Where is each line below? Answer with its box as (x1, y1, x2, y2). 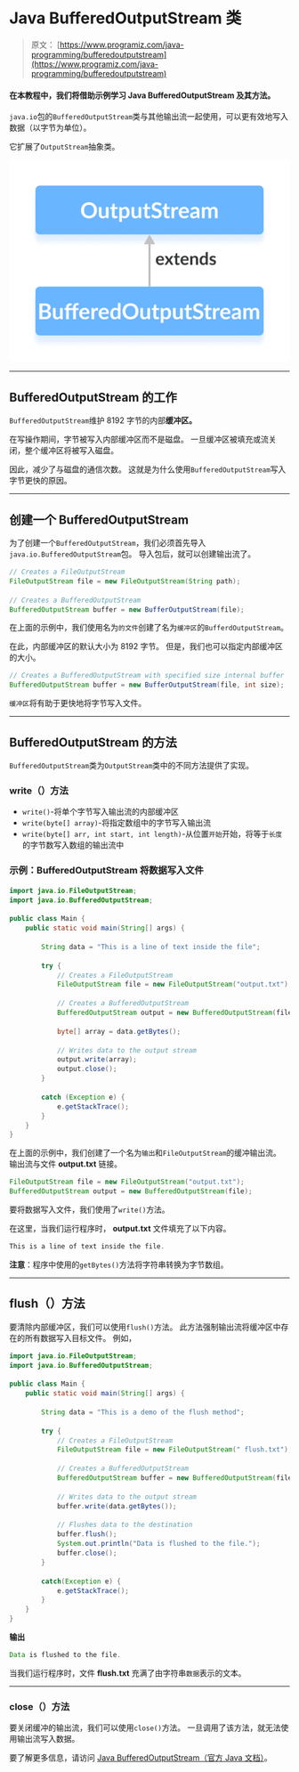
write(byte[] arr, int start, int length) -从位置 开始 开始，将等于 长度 (21, 829, 283, 840)
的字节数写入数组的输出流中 (21, 840, 125, 850)
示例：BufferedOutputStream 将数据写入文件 (9, 865, 205, 877)
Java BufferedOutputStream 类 (9, 8, 242, 28)
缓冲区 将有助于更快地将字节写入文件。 (9, 698, 147, 709)
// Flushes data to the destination (56, 1520, 193, 1530)
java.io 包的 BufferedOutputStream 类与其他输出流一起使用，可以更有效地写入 (9, 111, 289, 122)
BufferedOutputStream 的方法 (9, 735, 178, 750)
